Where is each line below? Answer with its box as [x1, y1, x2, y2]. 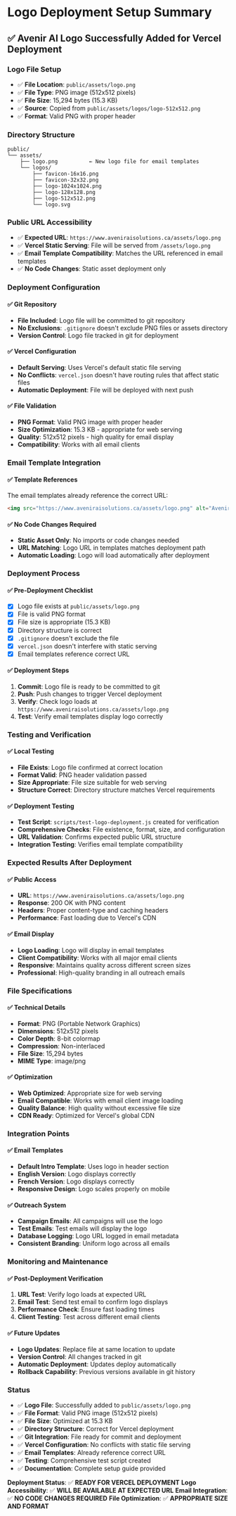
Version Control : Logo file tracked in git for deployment [17, 331, 179, 340]
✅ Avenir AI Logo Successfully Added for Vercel [7, 32, 221, 44]
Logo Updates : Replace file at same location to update [17, 1344, 176, 1354]
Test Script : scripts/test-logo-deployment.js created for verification [17, 818, 219, 826]
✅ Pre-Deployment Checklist [7, 586, 93, 594]
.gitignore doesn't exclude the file [17, 634, 119, 642]
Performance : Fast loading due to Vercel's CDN [17, 913, 157, 922]
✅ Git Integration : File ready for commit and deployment [17, 1432, 181, 1441]
